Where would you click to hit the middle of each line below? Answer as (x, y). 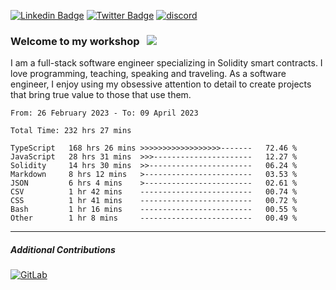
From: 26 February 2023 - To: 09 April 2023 (104, 113)
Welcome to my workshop (75, 41)
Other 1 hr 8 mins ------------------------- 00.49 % (154, 218)
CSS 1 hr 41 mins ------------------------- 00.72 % (154, 201)
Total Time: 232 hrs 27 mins (71, 131)
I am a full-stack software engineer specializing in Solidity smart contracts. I (166, 63)
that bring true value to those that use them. (101, 95)
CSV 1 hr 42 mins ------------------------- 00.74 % (154, 192)
